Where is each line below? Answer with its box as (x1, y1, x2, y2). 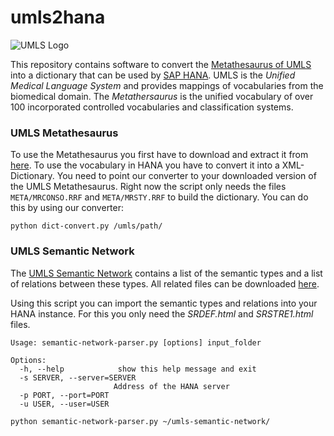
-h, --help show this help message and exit (19, 364, 257, 374)
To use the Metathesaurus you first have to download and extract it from (10, 149, 309, 161)
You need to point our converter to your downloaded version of (56, 170, 317, 182)
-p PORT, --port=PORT (19, 390, 110, 400)
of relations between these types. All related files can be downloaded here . (10, 277, 320, 290)
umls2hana (10, 6, 106, 29)
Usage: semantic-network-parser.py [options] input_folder (10, 337, 262, 348)
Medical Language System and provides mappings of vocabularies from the (10, 79, 324, 91)
